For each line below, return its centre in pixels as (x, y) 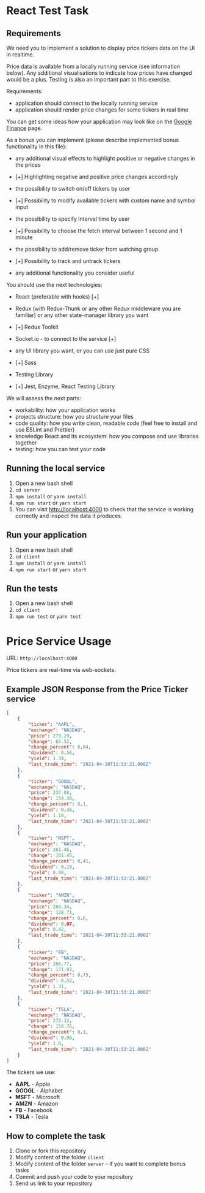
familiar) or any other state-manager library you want (82, 315)
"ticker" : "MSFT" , (52, 838)
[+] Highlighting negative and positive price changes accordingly (97, 177)
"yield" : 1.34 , (48, 759)
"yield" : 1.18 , (48, 815)
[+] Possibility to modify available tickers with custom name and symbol (105, 200)
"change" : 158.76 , (52, 1027)
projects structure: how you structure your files (74, 417)
